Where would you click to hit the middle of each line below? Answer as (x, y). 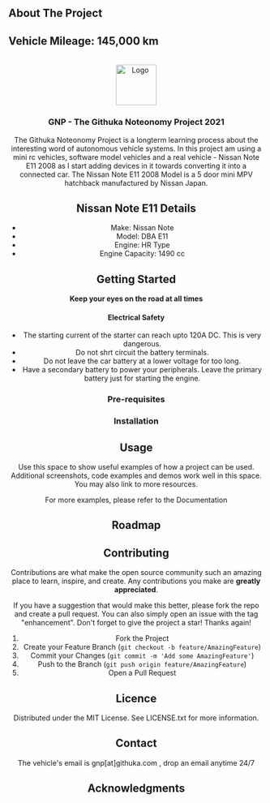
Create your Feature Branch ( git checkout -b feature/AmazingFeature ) (142, 647)
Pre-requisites (136, 399)
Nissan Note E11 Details (136, 208)
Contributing (136, 553)
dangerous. (142, 344)
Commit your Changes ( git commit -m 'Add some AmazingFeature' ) (142, 655)
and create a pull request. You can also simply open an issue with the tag (136, 614)
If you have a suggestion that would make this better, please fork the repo (136, 605)
